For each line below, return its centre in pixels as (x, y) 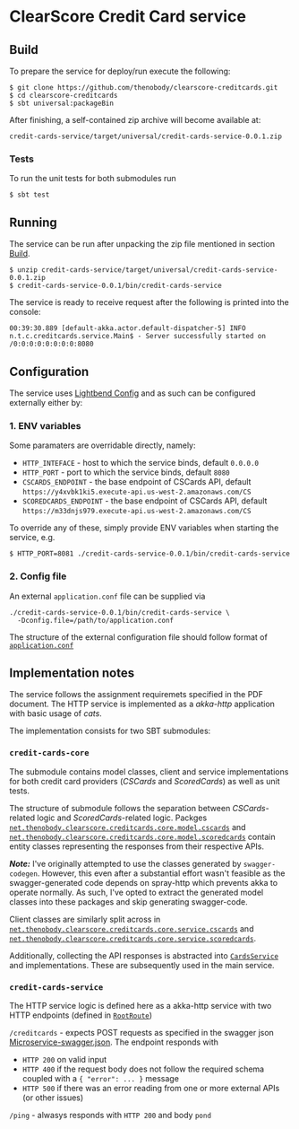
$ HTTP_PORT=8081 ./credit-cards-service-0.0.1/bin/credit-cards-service (150, 554)
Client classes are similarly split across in (85, 919)
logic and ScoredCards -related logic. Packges (122, 818)
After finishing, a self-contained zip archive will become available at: (135, 120)
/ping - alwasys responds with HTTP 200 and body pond (111, 1115)
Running (34, 222)
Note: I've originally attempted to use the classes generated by (125, 863)
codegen (24, 874)
